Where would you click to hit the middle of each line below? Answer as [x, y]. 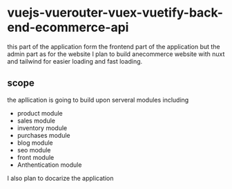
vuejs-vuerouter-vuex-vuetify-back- [115, 13]
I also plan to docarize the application [60, 178]
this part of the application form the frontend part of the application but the [114, 46]
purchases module [43, 135]
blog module [35, 143]
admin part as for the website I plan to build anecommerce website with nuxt [116, 54]
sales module [36, 120]
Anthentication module [49, 165]
